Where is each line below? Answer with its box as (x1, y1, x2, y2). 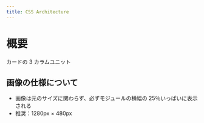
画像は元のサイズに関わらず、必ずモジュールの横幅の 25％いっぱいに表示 (15, 95, 198, 102)
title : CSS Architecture (6, 8, 69, 15)
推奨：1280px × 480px (15, 110, 72, 117)
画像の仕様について (6, 77, 78, 88)
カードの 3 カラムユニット (6, 58, 72, 65)
